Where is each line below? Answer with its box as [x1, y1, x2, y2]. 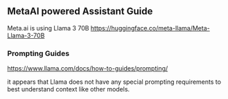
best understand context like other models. [7, 85, 130, 93]
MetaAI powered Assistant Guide [7, 6, 153, 17]
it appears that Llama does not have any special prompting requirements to [7, 78, 222, 86]
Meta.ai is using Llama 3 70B [7, 24, 89, 32]
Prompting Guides [7, 48, 70, 58]
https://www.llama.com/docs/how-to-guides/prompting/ [7, 64, 168, 73]
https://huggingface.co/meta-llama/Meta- [90, 24, 210, 32]
